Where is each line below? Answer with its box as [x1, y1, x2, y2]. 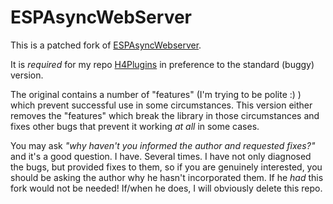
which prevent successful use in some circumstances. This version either [10, 99, 313, 111]
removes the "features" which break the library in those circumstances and [10, 109, 320, 121]
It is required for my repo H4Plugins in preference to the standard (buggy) [10, 58, 315, 70]
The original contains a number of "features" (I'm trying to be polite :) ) [10, 88, 302, 100]
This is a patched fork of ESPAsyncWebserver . [10, 39, 202, 51]
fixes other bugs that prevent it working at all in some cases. [10, 120, 260, 132]
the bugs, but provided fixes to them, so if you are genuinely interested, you [10, 161, 323, 173]
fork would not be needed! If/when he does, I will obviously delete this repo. [10, 182, 323, 194]
